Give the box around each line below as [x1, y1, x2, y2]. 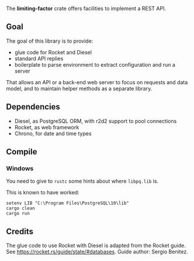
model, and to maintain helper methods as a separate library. [6, 85, 153, 92]
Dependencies [6, 102, 60, 112]
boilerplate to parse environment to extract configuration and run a [14, 61, 175, 68]
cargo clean [6, 205, 35, 211]
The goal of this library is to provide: [6, 37, 93, 44]
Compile [6, 147, 37, 157]
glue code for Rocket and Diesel [14, 49, 92, 56]
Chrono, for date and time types [14, 130, 92, 137]
